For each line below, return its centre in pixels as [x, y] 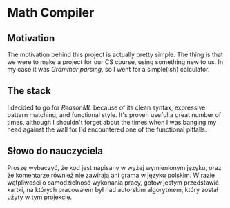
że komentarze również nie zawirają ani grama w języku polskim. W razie [111, 175]
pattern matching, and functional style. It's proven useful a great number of [114, 114]
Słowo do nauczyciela [55, 151]
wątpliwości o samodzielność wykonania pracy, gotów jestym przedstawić [113, 182]
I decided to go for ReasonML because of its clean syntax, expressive [106, 107]
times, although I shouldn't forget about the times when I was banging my [112, 122]
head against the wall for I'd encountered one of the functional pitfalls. [107, 129]
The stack [29, 91]
